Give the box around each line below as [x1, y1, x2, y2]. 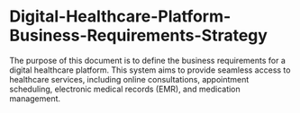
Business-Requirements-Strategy [9, 25, 268, 46]
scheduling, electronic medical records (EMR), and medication [9, 83, 241, 94]
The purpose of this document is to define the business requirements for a [9, 55, 286, 65]
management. [9, 92, 61, 104]
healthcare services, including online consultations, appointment [9, 74, 250, 84]
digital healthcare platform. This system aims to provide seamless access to [9, 65, 291, 75]
